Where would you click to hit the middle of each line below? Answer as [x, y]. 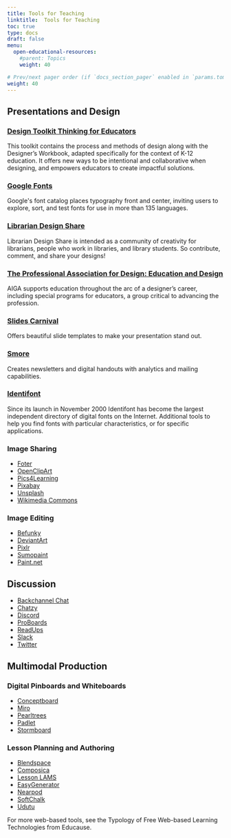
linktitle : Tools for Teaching [53, 20]
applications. [25, 430]
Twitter [27, 645]
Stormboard [34, 730]
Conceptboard [37, 700]
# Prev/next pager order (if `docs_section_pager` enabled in [98, 77]
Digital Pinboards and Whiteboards [67, 686]
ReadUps [30, 630]
